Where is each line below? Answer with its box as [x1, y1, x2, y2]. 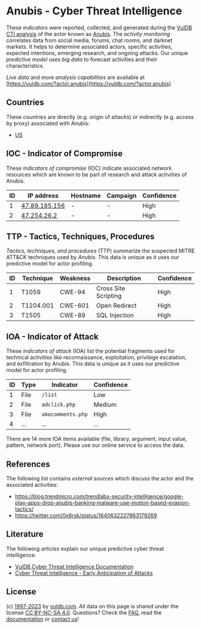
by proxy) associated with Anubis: [6, 120, 90, 127]
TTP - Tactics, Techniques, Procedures [6, 231, 155, 242]
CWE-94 [59, 288, 86, 297]
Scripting [96, 292, 122, 300]
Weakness [59, 274, 91, 282]
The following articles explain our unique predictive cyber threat [6, 545, 165, 552]
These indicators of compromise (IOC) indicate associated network [6, 164, 172, 172]
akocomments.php [41, 411, 88, 418]
